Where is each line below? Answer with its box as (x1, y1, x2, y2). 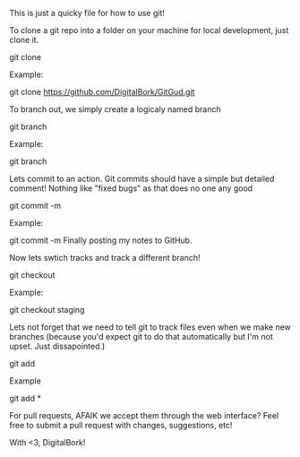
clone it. (9, 35, 39, 45)
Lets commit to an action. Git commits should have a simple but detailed (9, 174, 275, 184)
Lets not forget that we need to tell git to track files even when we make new (9, 322, 291, 332)
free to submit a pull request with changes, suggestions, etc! (9, 420, 233, 430)
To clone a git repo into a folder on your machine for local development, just (9, 25, 289, 35)
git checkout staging (9, 305, 85, 315)
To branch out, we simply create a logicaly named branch (9, 104, 221, 115)
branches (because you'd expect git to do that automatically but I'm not (9, 332, 273, 341)
